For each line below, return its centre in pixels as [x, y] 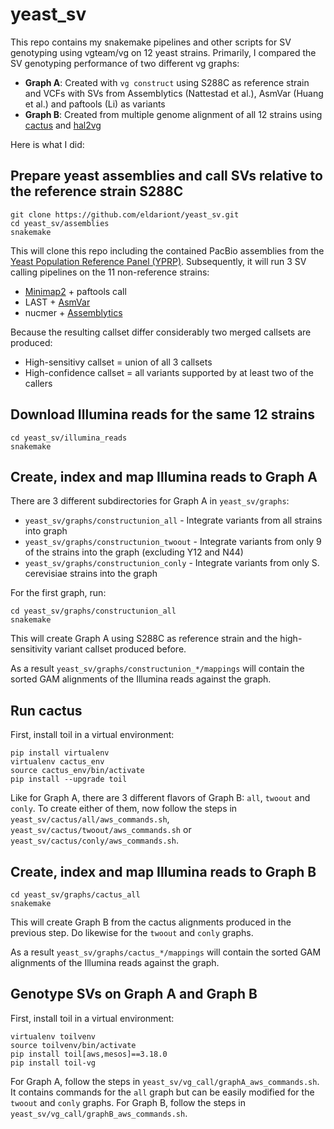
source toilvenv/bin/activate [73, 1045]
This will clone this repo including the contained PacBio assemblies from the [167, 250]
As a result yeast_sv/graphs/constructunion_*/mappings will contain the [157, 669]
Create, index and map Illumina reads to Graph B [163, 871]
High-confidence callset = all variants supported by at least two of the [169, 372]
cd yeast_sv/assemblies [60, 223]
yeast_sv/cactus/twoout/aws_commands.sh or [101, 830]
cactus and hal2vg [63, 125]
